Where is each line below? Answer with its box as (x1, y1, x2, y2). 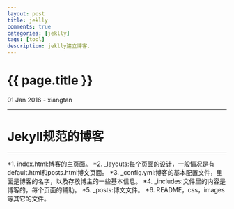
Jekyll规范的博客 (7, 129, 104, 145)
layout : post (7, 10, 45, 17)
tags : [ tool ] (7, 36, 45, 43)
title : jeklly (7, 17, 49, 24)
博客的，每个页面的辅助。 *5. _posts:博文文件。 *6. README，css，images (7, 185, 225, 194)
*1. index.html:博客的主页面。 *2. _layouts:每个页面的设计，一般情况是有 (7, 160, 215, 168)
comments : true (7, 23, 52, 30)
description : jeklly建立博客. (7, 42, 91, 49)
